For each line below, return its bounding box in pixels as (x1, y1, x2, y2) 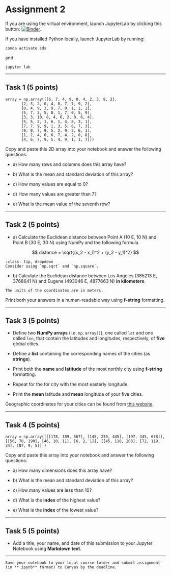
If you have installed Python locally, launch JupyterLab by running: (5, 36, 145, 42)
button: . (5, 26, 42, 32)
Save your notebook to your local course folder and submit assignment (5, 560, 160, 565)
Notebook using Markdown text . (12, 545, 81, 552)
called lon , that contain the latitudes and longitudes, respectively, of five (12, 336, 165, 342)
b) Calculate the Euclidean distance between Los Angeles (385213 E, (12, 272, 157, 279)
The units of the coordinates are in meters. (5, 287, 103, 293)
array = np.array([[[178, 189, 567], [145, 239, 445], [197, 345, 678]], (5, 434, 165, 440)
